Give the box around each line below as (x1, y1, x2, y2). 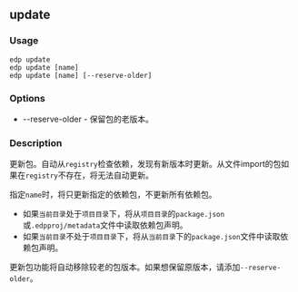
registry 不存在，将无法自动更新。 (25, 170, 154, 180)
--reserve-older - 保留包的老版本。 (22, 113, 154, 124)
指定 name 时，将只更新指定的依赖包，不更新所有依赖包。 (9, 190, 217, 200)
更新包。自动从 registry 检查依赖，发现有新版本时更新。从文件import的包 (9, 159, 282, 170)
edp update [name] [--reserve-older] (9, 71, 153, 80)
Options (9, 92, 45, 104)
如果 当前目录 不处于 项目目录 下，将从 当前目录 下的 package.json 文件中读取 (22, 231, 281, 242)
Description (9, 136, 63, 149)
